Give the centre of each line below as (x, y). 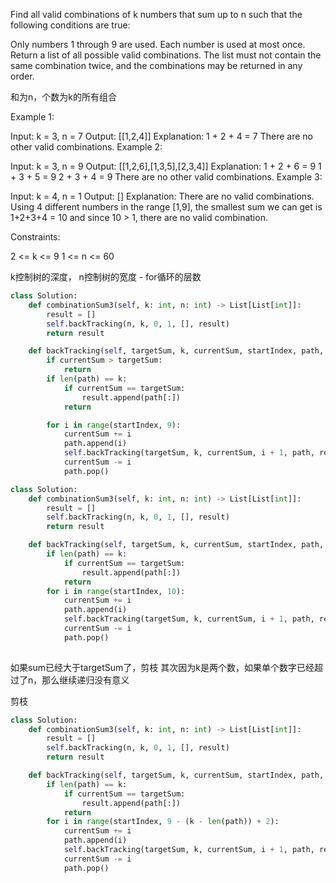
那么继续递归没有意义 (85, 680)
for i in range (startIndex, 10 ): (116, 591)
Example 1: (32, 117)
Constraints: (35, 237)
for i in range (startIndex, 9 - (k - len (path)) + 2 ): (163, 822)
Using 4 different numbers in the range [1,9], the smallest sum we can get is (166, 207)
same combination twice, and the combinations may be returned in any (156, 65)
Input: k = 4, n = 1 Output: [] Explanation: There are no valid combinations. (162, 196)
